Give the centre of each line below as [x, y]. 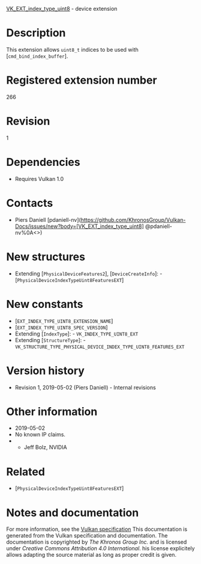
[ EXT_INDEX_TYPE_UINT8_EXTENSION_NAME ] [64, 320]
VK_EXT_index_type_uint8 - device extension [62, 9]
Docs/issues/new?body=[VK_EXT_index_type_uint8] [79, 226]
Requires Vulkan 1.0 [39, 179]
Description [36, 33]
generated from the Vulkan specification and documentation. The [87, 536]
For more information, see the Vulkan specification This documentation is [97, 529]
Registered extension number [82, 80]
